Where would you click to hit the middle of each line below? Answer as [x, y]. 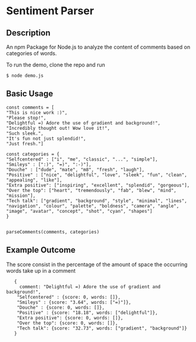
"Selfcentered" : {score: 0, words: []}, [69, 297]
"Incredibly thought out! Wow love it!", [58, 128]
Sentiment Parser [50, 11]
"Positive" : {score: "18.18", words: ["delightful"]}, [88, 312]
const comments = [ [30, 107]
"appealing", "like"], [34, 180]
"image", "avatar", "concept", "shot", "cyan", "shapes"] [79, 211]
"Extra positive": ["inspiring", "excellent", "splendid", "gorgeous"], [98, 185]
